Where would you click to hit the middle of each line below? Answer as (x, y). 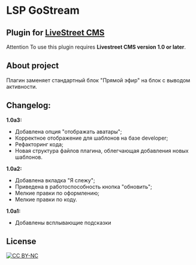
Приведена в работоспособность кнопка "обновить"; (83, 186)
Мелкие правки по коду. (46, 199)
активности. (22, 86)
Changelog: (28, 106)
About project (32, 66)
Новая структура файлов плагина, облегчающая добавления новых (102, 150)
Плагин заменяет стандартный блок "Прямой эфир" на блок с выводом (98, 80)
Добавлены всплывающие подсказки (63, 222)
